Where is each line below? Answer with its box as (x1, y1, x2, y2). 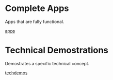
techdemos (5, 70, 28, 76)
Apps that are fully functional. (5, 19, 65, 24)
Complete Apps (5, 3, 69, 14)
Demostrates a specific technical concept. (5, 60, 90, 66)
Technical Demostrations (5, 45, 109, 56)
